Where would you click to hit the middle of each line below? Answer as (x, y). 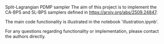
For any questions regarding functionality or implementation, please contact (82, 31)
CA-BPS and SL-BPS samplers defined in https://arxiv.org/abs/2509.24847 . (81, 12)
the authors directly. (25, 36)
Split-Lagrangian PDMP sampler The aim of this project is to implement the (81, 7)
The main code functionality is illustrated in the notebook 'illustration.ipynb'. (82, 22)
